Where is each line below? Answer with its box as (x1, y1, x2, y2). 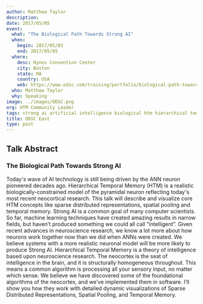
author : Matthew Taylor (6, 8, 66, 15)
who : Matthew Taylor (11, 88, 63, 94)
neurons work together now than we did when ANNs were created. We (6, 233, 182, 241)
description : (6, 15, 39, 21)
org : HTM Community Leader (6, 104, 74, 111)
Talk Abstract (6, 143, 59, 154)
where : (11, 54, 28, 60)
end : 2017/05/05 (17, 48, 59, 54)
